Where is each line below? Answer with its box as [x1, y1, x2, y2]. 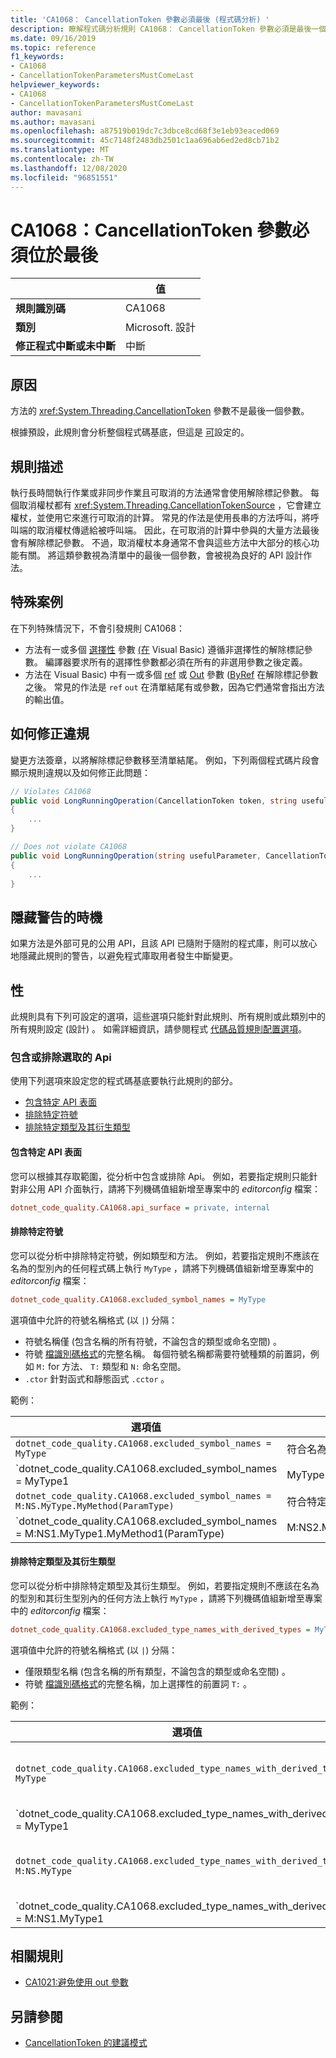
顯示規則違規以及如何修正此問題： [10, 766, 151, 778]
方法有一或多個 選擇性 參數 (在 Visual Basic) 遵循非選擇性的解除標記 [24, 643, 305, 655]
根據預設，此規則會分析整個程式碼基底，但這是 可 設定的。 [10, 426, 250, 438]
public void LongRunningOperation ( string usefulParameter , [10, 851, 262, 861]
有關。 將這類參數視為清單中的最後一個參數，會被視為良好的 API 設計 [18, 549, 304, 561]
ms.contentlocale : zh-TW [10, 154, 114, 164]
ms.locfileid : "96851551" [10, 172, 118, 183]
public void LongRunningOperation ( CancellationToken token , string [10, 796, 298, 806]
